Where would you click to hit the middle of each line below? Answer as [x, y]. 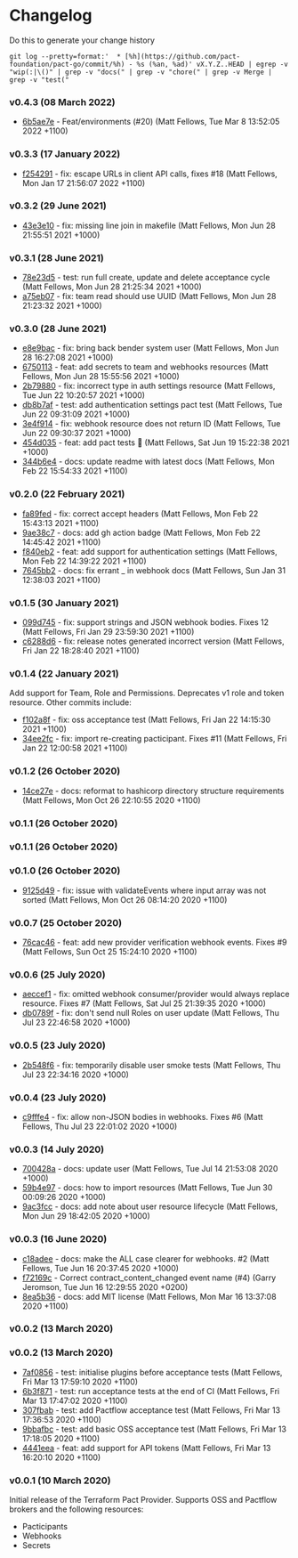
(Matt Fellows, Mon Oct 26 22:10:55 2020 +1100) [112, 800]
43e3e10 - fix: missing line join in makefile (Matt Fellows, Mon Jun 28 [149, 225]
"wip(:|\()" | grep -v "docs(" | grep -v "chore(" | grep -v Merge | [141, 72]
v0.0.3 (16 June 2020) [58, 1239]
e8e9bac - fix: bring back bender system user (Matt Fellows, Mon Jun [150, 348]
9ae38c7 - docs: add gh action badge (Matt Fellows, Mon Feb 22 [141, 532]
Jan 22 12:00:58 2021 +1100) [75, 748]
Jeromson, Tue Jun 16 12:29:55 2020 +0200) [105, 1286]
